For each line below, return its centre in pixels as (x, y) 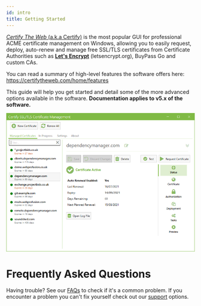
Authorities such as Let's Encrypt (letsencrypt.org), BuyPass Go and (91, 56)
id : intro (19, 13)
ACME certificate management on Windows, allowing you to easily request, (99, 43)
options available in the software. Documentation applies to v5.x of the (95, 98)
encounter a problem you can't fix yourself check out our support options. (98, 297)
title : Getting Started (36, 19)
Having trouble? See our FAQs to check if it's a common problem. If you (94, 290)
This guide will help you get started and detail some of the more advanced (98, 92)
